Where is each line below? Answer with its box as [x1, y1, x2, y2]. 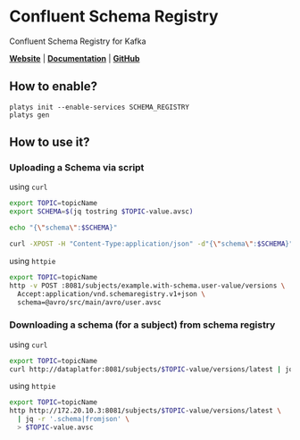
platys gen [9, 110, 50, 120]
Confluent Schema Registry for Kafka [9, 36, 146, 46]
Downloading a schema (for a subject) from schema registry [9, 319, 276, 331]
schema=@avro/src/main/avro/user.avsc [17, 297, 162, 307]
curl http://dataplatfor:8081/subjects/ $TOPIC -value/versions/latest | [9, 364, 281, 374]
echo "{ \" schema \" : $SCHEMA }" [9, 223, 118, 233]
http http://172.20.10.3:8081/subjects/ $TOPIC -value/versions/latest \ [9, 406, 281, 416]
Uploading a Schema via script [9, 162, 145, 174]
